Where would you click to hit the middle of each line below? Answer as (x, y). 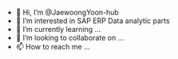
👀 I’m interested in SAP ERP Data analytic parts (93, 21)
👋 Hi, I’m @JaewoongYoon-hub (67, 12)
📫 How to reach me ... (53, 47)
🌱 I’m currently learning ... (58, 29)
